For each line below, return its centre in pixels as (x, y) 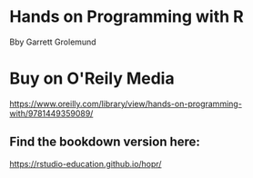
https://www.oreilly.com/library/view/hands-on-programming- (126, 104)
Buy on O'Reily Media (92, 79)
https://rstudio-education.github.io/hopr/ (86, 163)
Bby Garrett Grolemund (53, 42)
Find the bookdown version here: (105, 142)
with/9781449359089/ (51, 113)
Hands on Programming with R (126, 17)
